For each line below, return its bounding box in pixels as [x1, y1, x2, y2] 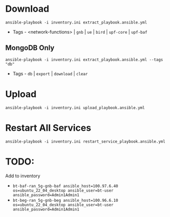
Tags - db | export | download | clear [12, 70, 88, 76]
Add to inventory [5, 173, 41, 179]
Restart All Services [5, 122, 91, 133]
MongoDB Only [5, 44, 55, 52]
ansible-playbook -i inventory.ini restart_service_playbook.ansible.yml [5, 139, 166, 144]
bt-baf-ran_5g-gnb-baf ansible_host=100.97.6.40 [12, 183, 118, 188]
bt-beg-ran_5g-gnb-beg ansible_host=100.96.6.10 [12, 198, 118, 203]
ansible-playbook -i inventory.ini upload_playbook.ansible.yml [5, 105, 145, 110]
